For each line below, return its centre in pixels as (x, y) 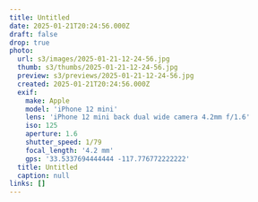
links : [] (28, 184)
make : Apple (47, 101)
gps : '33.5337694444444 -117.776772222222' (108, 159)
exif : (28, 92)
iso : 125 (42, 126)
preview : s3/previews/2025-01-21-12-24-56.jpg (106, 76)
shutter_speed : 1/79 (64, 142)
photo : (21, 51)
